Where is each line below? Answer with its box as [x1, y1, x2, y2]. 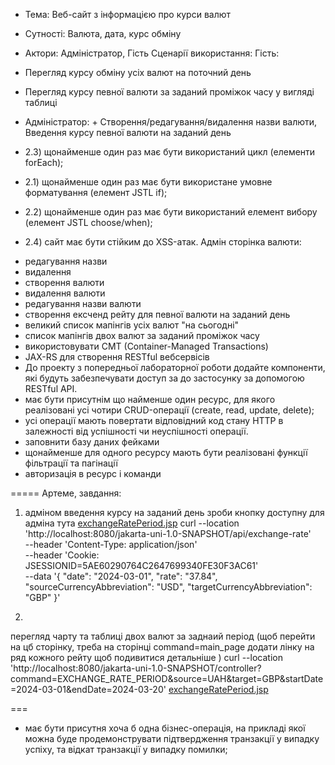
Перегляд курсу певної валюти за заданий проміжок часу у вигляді [24, 86, 315, 98]
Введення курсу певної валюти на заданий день [24, 127, 232, 138]
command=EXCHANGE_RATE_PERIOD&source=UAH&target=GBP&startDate [10, 673, 324, 684]
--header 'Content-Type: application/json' [24, 539, 198, 550]
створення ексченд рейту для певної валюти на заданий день [24, 309, 291, 320]
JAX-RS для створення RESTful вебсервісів [24, 351, 210, 363]
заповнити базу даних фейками [24, 436, 160, 448]
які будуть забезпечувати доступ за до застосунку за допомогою [24, 372, 305, 384]
